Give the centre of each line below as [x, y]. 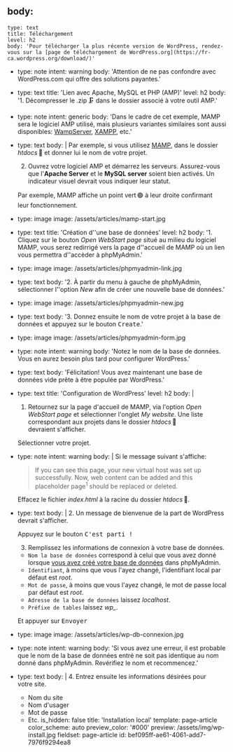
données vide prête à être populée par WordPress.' [91, 380]
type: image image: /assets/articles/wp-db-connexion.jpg [100, 635]
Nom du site [45, 698]
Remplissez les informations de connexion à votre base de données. [126, 548]
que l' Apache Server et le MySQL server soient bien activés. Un [121, 173]
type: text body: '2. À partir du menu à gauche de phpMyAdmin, [109, 282]
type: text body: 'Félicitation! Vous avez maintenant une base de [110, 372]
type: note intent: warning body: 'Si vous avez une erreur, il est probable [121, 648]
